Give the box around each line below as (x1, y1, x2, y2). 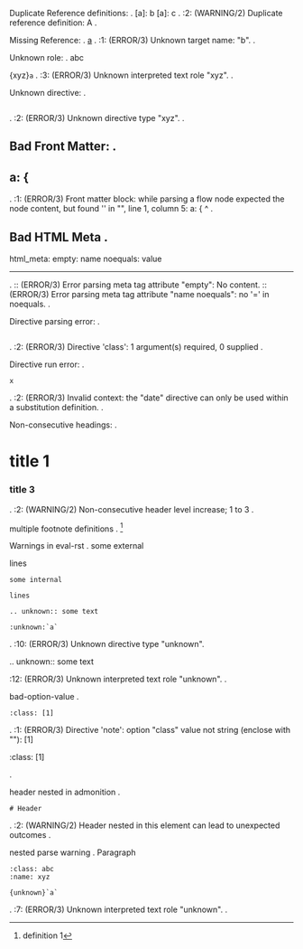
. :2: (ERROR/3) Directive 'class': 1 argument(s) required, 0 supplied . (9, 342, 263, 352)
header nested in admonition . (9, 786, 121, 798)
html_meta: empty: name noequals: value (9, 253, 162, 265)
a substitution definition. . (9, 402, 104, 413)
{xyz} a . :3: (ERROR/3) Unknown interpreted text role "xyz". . (9, 70, 234, 80)
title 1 (9, 451, 50, 472)
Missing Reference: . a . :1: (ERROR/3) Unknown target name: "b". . (9, 35, 256, 45)
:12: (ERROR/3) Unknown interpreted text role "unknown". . (9, 673, 227, 685)
